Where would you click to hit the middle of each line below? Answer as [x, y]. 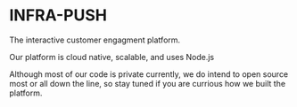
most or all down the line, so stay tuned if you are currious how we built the [148, 83]
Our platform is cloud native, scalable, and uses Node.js [112, 57]
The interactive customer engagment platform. [95, 40]
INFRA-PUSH [58, 15]
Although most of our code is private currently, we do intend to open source [149, 74]
